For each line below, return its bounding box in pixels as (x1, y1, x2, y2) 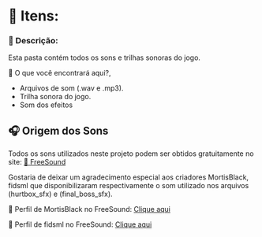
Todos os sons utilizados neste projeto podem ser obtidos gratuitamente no (8, 149, 254, 158)
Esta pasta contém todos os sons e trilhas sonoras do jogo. (8, 53, 201, 62)
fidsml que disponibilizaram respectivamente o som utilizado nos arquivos (8, 181, 249, 191)
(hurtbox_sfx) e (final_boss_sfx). (8, 189, 113, 199)
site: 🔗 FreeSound (8, 157, 66, 167)
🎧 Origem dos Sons (8, 124, 109, 137)
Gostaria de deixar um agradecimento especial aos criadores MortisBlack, (8, 172, 249, 182)
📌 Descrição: (8, 35, 58, 46)
